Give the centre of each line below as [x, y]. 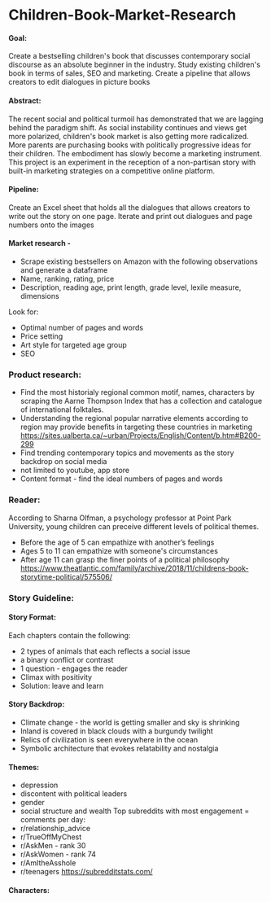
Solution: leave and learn [62, 685]
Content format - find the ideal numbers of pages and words [122, 479]
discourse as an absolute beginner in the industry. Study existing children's [134, 65]
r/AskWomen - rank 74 [58, 854]
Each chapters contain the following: [70, 635]
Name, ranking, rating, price [67, 279]
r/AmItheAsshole [48, 863]
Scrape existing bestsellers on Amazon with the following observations [139, 261]
